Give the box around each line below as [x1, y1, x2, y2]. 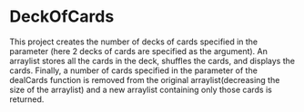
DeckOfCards [9, 6, 115, 27]
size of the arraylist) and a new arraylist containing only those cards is [9, 84, 273, 95]
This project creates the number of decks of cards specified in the [9, 36, 258, 47]
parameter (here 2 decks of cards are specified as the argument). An [9, 45, 269, 56]
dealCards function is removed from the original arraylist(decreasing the [9, 74, 280, 85]
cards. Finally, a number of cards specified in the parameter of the [9, 65, 258, 76]
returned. [9, 93, 45, 105]
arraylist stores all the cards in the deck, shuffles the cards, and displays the [9, 55, 296, 66]
